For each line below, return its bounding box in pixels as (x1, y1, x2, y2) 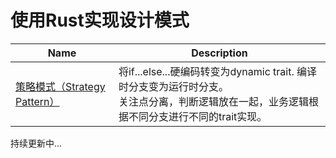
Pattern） (15, 94, 60, 108)
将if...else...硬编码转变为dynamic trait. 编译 (118, 64, 318, 78)
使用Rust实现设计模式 (10, 9, 190, 32)
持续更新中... (10, 137, 63, 149)
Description (191, 46, 248, 60)
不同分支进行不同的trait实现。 (128, 109, 268, 123)
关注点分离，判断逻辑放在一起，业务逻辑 (118, 94, 309, 108)
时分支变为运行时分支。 (118, 79, 229, 93)
